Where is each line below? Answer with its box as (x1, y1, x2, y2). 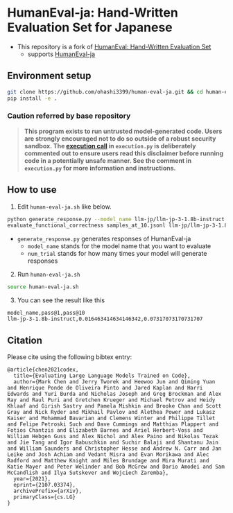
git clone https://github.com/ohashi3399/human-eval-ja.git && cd (7, 88, 203, 95)
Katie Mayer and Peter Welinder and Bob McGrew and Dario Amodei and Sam (7, 463, 225, 471)
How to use (7, 184, 57, 195)
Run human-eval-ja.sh (17, 270, 80, 279)
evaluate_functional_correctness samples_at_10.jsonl (7, 222, 166, 229)
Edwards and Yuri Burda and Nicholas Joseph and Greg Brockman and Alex (7, 390, 222, 398)
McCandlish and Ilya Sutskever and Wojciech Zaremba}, (7, 469, 169, 476)
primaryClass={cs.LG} (13, 494, 76, 501)
